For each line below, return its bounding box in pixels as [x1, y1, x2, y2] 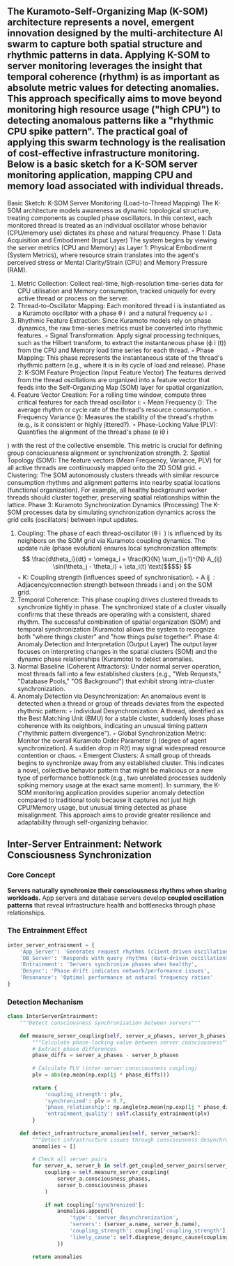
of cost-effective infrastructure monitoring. [7, 147, 200, 159]
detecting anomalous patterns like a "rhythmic [7, 115, 214, 126]
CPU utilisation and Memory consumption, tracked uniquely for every [17, 286, 216, 295]
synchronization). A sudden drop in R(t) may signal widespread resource [17, 743, 226, 752]
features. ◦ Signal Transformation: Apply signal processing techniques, [17, 331, 221, 340]
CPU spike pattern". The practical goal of [7, 126, 188, 138]
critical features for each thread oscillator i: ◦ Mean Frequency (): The [17, 398, 217, 406]
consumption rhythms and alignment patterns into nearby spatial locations [7, 478, 221, 486]
